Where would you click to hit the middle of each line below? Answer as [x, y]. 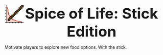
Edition [92, 31]
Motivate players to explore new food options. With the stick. [66, 47]
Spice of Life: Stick [92, 13]
